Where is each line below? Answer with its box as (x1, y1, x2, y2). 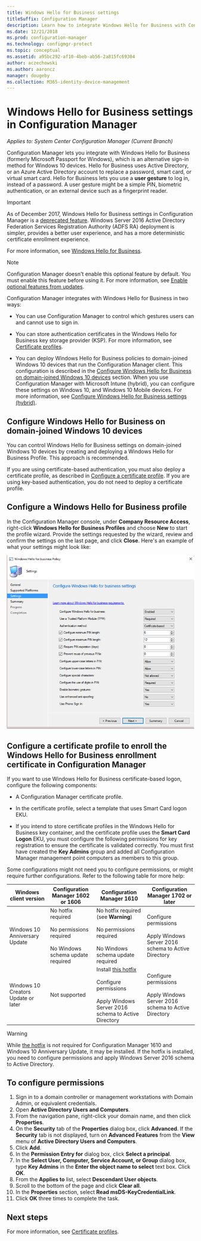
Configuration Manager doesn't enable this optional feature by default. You (7, 270, 191, 277)
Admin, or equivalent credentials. (15, 1100, 97, 1107)
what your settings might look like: (7, 543, 91, 550)
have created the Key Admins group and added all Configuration (15, 848, 175, 856)
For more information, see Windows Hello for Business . (7, 248, 143, 255)
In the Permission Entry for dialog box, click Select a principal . (15, 1150, 172, 1157)
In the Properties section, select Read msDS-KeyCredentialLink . (15, 1188, 177, 1196)
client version (10, 895, 45, 902)
